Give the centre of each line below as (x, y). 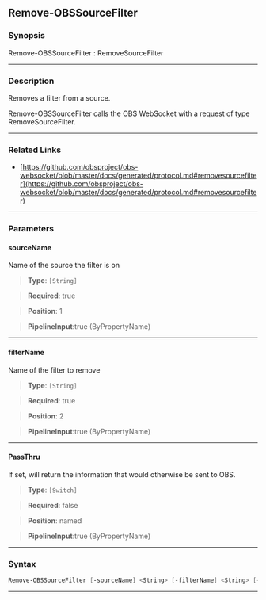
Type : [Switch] (52, 490)
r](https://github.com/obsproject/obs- (82, 184)
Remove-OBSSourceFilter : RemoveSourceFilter (86, 53)
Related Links (35, 150)
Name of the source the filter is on (64, 266)
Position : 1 (45, 311)
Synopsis (27, 36)
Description (31, 81)
